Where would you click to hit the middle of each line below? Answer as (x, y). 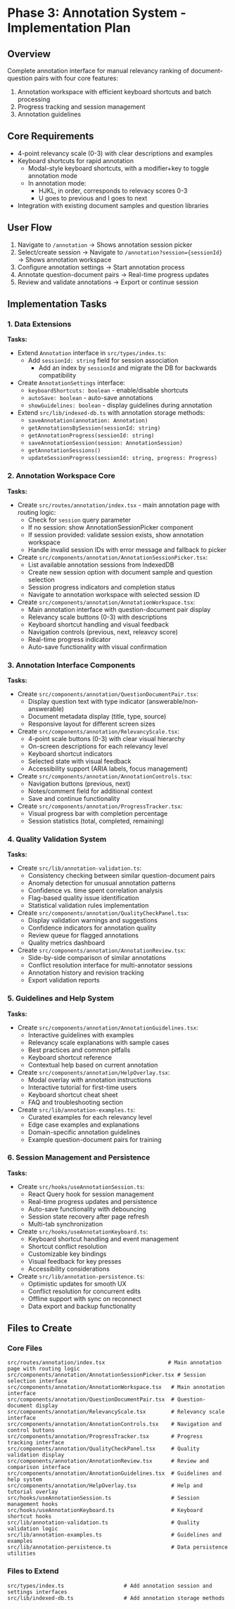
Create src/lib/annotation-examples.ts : (76, 1110)
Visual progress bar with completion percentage (98, 813)
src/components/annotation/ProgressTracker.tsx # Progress (105, 1437)
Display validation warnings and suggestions (93, 921)
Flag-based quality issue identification (83, 898)
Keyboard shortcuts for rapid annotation (75, 160)
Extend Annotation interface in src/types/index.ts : (92, 353)
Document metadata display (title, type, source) (97, 716)
